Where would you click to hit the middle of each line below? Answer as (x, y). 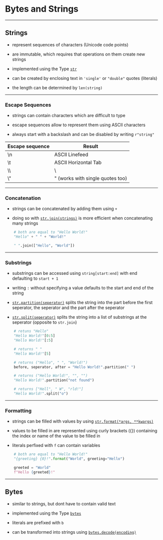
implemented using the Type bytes (47, 513)
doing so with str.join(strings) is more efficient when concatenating (82, 218)
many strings (25, 223)
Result (91, 146)
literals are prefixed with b (38, 522)
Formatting (18, 410)
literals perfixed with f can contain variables (56, 445)
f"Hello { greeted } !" (34, 472)
